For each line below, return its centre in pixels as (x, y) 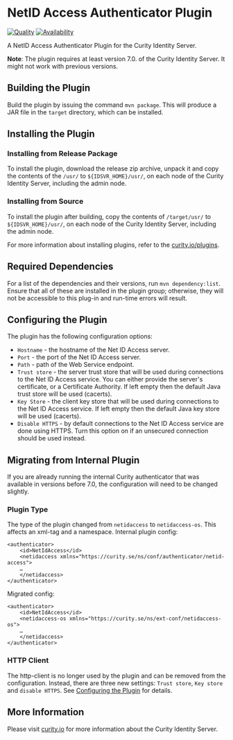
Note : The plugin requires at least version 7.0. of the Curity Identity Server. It (116, 59)
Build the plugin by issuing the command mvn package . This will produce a (112, 105)
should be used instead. (52, 438)
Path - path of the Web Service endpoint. (76, 365)
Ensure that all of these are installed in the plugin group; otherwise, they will (115, 291)
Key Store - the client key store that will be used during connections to (118, 402)
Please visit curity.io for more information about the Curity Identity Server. (113, 729)
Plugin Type (28, 510)
